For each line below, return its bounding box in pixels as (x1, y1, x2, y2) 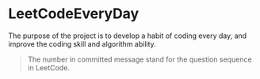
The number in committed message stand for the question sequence (27, 55, 252, 64)
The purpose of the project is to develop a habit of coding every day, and (8, 31, 247, 40)
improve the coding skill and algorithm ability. (8, 39, 156, 48)
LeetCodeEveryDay (8, 5, 140, 23)
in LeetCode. (27, 62, 70, 72)
